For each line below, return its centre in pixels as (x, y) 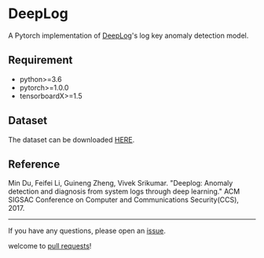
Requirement (40, 60)
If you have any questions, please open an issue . (87, 231)
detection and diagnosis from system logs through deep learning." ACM (124, 192)
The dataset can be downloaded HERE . (71, 139)
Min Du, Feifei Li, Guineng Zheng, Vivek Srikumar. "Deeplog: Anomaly (121, 183)
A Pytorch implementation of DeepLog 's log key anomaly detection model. (128, 35)
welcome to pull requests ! (50, 246)
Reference (34, 164)
